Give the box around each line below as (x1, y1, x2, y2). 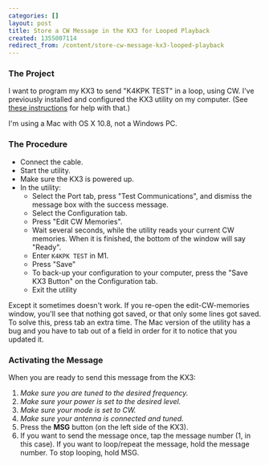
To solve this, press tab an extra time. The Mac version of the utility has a (8, 317, 251, 327)
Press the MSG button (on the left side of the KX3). (19, 423, 189, 432)
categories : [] (8, 11, 59, 20)
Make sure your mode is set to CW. (19, 406, 137, 415)
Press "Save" (31, 259, 76, 269)
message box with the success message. (31, 200, 169, 209)
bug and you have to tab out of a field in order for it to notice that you (8, 325, 238, 335)
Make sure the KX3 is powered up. (19, 174, 135, 184)
